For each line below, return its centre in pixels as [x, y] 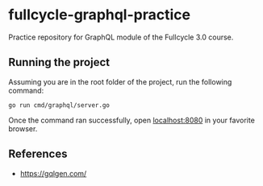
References [38, 154]
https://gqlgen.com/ [53, 173]
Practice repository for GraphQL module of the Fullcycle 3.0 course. [121, 37]
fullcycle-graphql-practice [100, 15]
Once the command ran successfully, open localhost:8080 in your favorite [132, 120]
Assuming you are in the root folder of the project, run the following [120, 81]
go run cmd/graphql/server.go [59, 105]
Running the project [59, 62]
